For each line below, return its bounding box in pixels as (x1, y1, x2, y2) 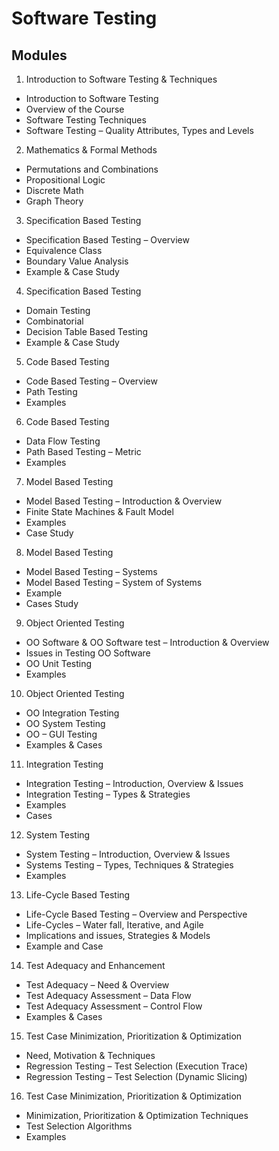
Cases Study (25, 598, 79, 609)
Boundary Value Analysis (25, 255, 129, 267)
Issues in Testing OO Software (25, 647, 151, 659)
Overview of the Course (25, 103, 125, 115)
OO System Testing (25, 718, 106, 729)
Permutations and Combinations (25, 163, 159, 175)
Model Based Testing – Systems (25, 566, 158, 577)
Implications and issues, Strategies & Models (25, 930, 211, 941)
